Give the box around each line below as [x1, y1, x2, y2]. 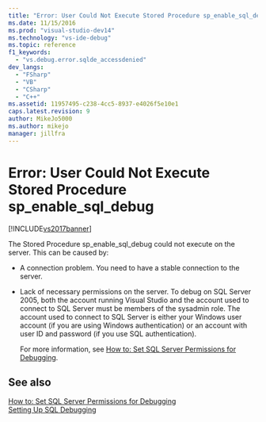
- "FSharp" [15, 71, 51, 79]
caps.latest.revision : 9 [8, 108, 90, 116]
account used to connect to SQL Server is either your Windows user [19, 312, 242, 321]
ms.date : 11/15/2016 [8, 19, 77, 27]
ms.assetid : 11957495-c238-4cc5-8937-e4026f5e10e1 [8, 100, 179, 108]
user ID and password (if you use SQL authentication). [19, 328, 197, 338]
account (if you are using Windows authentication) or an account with [19, 320, 248, 330]
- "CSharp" [15, 85, 51, 94]
